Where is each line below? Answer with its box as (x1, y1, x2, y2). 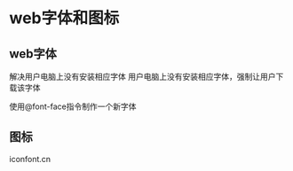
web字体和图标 (9, 8, 120, 28)
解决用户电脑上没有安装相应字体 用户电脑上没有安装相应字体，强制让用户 (9, 72, 276, 82)
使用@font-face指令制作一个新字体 (9, 101, 137, 112)
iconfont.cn (9, 153, 51, 164)
